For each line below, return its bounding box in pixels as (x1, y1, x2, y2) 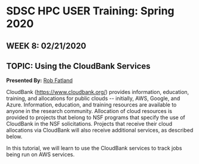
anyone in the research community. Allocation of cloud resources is (6, 108, 172, 115)
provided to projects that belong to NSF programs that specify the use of (6, 114, 185, 121)
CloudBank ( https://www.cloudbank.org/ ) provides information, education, (6, 89, 189, 96)
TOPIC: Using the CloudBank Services (6, 61, 151, 71)
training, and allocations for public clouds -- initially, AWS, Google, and (6, 95, 180, 102)
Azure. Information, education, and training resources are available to (6, 101, 177, 108)
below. (6, 133, 23, 140)
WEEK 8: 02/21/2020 (6, 41, 87, 51)
